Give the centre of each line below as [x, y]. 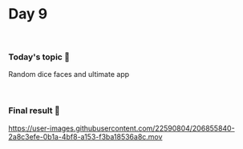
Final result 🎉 [34, 111]
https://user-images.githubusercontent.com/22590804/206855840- [121, 128]
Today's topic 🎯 [39, 57]
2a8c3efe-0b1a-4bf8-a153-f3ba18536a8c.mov [85, 136]
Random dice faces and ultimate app [69, 74]
